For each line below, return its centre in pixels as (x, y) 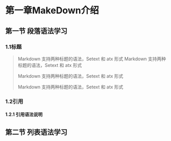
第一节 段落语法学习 (36, 31)
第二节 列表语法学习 (36, 132)
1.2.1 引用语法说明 (24, 114)
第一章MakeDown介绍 (52, 10)
